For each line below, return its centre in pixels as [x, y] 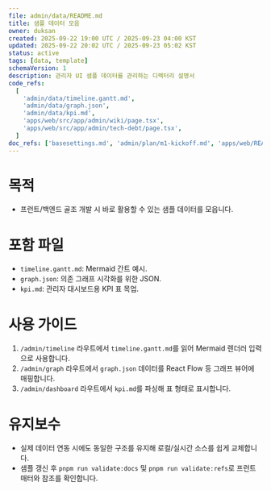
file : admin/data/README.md [56, 16]
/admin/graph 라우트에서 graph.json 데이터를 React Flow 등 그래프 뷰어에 [137, 368]
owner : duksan [32, 31]
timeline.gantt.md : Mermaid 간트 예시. [83, 269]
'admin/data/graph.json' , [67, 106]
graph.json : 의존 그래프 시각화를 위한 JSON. [91, 279]
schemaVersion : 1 [38, 69]
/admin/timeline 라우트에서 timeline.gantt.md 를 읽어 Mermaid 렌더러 [133, 348]
